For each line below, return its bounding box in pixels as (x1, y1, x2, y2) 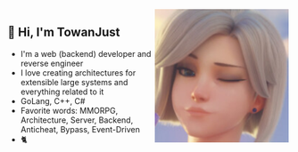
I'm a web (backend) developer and (20, 48, 152, 59)
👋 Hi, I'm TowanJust (7, 25, 120, 40)
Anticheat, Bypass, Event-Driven (20, 124, 141, 134)
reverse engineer (20, 58, 84, 68)
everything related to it (20, 86, 104, 97)
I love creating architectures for (20, 67, 137, 78)
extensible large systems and (20, 76, 128, 87)
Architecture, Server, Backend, (20, 115, 134, 125)
